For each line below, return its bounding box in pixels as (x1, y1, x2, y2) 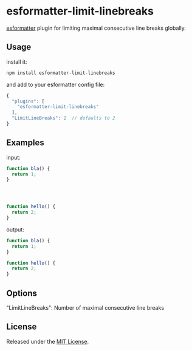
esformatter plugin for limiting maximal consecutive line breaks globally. (6, 24, 187, 32)
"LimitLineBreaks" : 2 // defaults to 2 (12, 115, 115, 121)
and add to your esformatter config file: (6, 81, 105, 88)
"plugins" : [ (12, 98, 45, 104)
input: (6, 154, 21, 161)
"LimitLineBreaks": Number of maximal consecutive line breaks (6, 304, 165, 311)
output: (6, 226, 24, 233)
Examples (6, 138, 44, 148)
